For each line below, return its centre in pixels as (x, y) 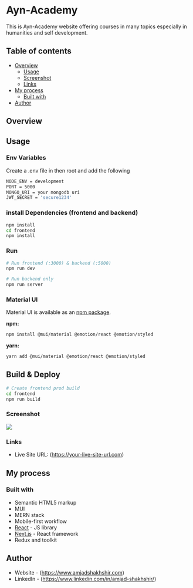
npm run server (25, 285)
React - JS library (36, 527)
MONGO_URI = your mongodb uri (43, 192)
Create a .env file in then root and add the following (68, 170)
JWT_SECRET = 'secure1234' (39, 198)
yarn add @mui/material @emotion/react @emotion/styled (76, 356)
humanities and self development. (47, 32)
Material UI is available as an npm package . (59, 312)
